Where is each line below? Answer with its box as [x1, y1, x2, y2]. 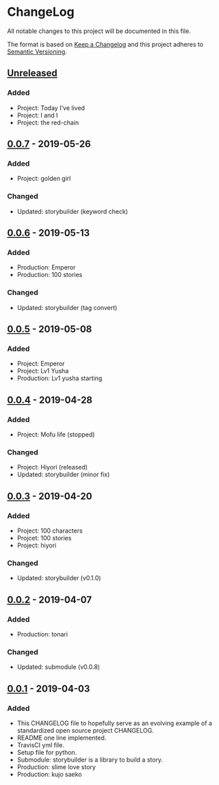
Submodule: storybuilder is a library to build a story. [16, 755, 163, 764]
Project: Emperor [16, 360, 65, 368]
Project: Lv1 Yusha [16, 367, 69, 375]
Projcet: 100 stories [16, 533, 72, 542]
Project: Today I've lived [16, 104, 86, 112]
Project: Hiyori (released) [16, 463, 88, 472]
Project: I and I [16, 111, 58, 119]
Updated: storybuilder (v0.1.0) [16, 574, 101, 582]
